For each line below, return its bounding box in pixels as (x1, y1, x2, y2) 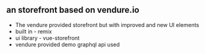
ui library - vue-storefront (15, 34, 80, 42)
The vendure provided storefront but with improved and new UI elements (15, 21, 199, 28)
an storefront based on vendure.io (6, 5, 140, 15)
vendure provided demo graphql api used (15, 40, 121, 48)
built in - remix (15, 28, 52, 35)
